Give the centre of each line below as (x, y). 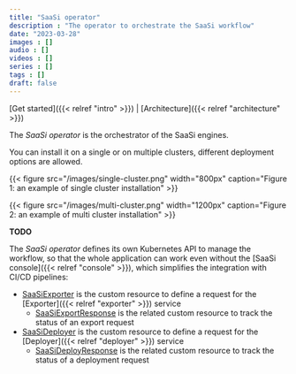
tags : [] (27, 75)
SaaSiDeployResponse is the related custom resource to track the (155, 350)
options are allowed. (46, 161)
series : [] (31, 67)
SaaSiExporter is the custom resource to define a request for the (139, 294)
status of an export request (84, 322)
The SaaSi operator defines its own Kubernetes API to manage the (130, 248)
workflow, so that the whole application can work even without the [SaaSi (143, 258)
